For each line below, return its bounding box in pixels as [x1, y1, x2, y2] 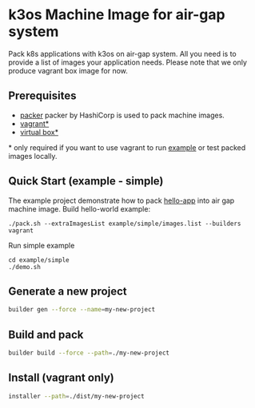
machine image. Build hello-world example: [8, 204, 150, 213]
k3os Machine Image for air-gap [8, 6, 225, 24]
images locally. [8, 151, 58, 160]
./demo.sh [8, 263, 42, 271]
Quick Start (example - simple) [8, 174, 164, 188]
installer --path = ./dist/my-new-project [8, 392, 145, 400]
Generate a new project [8, 284, 127, 298]
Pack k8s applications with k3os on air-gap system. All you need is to [8, 49, 237, 58]
